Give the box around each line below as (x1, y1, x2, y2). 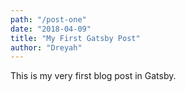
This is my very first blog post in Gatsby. (10, 70, 177, 82)
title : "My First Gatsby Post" (10, 33, 141, 43)
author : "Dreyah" (10, 42, 83, 53)
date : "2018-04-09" (10, 24, 92, 34)
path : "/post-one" (10, 14, 87, 25)
